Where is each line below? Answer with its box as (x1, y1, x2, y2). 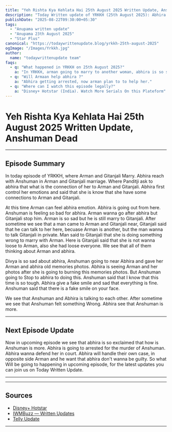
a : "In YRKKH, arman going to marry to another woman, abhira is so (14, 70, 164, 75)
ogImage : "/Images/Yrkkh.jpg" (5, 46, 70, 51)
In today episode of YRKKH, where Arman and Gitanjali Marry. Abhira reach (5, 173, 164, 179)
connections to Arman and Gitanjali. (5, 194, 81, 201)
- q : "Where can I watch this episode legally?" (10, 84, 116, 89)
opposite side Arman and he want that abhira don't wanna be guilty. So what (5, 356, 167, 362)
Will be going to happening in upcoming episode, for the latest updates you (5, 361, 164, 367)
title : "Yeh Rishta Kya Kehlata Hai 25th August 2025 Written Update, (5, 7, 159, 13)
